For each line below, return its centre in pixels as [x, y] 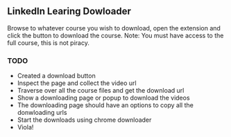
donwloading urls [42, 113]
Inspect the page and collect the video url [77, 83]
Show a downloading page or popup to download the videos [103, 98]
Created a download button [56, 76]
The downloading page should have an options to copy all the [105, 105]
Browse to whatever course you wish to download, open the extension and [114, 28]
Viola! [25, 127]
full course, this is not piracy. [49, 43]
